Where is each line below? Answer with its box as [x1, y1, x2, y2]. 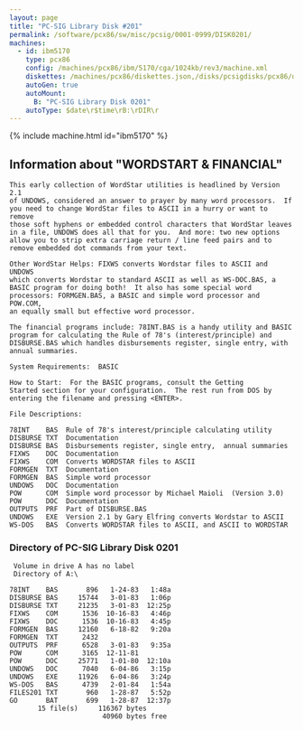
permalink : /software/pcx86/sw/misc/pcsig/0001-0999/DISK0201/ [9, 30, 252, 39]
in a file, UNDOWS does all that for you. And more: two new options [9, 228, 280, 238]
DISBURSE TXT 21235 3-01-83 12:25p [9, 602, 171, 611]
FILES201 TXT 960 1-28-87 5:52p [9, 688, 171, 697]
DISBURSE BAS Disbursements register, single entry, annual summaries [9, 442, 289, 451]
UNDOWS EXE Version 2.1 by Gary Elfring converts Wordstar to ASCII [9, 512, 284, 522]
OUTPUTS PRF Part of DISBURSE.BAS [9, 505, 147, 514]
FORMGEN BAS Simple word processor [9, 473, 151, 482]
